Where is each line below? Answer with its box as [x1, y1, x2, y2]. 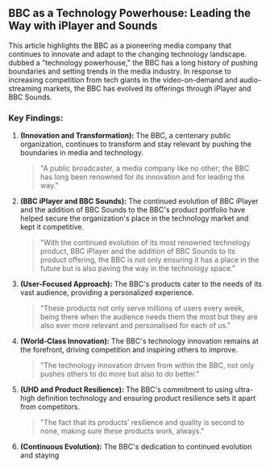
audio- [239, 74, 262, 84]
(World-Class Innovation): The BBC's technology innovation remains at [19, 336, 260, 346]
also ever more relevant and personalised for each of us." [39, 321, 231, 331]
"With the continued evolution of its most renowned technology [39, 238, 251, 247]
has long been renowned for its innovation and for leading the [39, 172, 245, 182]
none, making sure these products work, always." [39, 426, 205, 436]
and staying [19, 450, 60, 460]
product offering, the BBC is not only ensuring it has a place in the [39, 255, 260, 265]
